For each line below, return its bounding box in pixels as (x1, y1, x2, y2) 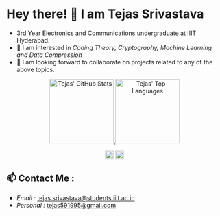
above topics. (16, 65, 56, 73)
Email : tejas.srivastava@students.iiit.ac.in (16, 193, 135, 202)
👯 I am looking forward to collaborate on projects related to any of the (16, 58, 213, 66)
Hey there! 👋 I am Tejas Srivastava (6, 6, 204, 22)
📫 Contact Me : (6, 172, 75, 184)
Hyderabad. (16, 36, 50, 44)
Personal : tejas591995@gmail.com (16, 201, 117, 209)
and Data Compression (16, 51, 83, 59)
